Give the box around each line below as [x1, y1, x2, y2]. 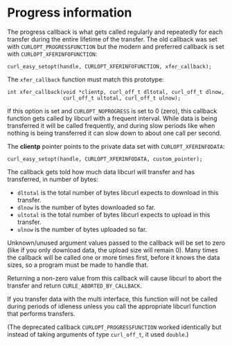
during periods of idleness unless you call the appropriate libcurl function [7, 302, 217, 310]
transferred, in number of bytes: [7, 175, 98, 183]
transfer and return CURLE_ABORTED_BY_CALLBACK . [7, 281, 142, 290]
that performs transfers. [7, 309, 75, 317]
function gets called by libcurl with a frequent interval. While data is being [7, 114, 217, 122]
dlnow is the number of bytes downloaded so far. [17, 203, 156, 212]
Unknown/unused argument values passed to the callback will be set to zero [7, 239, 226, 247]
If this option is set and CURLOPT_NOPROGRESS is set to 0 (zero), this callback [7, 106, 217, 115]
